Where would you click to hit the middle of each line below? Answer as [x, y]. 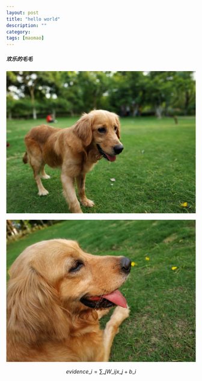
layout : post [23, 13]
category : [19, 32]
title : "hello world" [33, 19]
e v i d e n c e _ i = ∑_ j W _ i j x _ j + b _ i [101, 372]
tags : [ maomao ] [25, 38]
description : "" [26, 25]
